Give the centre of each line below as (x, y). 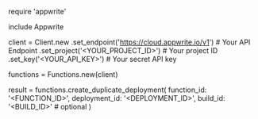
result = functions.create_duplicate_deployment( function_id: (108, 90)
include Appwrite (36, 27)
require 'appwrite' (37, 12)
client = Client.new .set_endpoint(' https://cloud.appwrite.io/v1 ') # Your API (129, 42)
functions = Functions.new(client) (63, 74)
